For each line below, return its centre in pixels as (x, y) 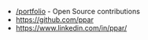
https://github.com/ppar (55, 20)
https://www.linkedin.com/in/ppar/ (71, 28)
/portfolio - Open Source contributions (78, 11)
